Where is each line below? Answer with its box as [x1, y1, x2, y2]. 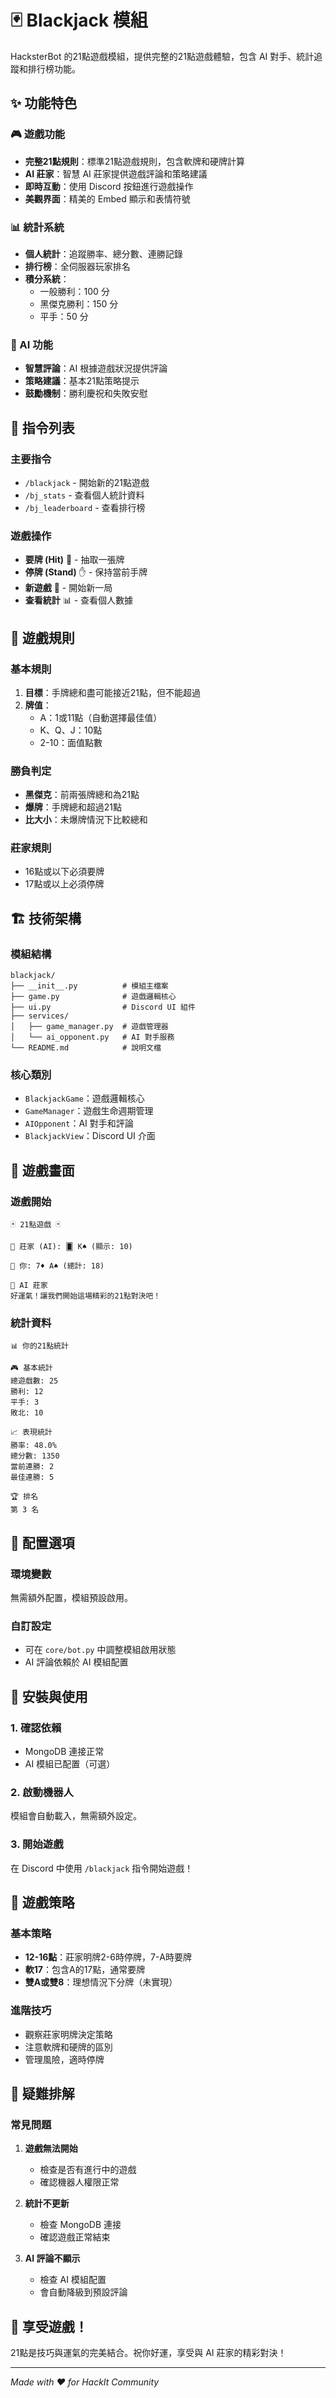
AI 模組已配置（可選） [24, 1758, 116, 1770]
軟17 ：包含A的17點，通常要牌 [24, 1964, 146, 1976]
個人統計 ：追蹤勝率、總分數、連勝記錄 [24, 247, 183, 260]
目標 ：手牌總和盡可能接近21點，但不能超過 [24, 686, 202, 698]
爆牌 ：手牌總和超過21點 [24, 801, 123, 813]
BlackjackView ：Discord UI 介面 [24, 1130, 156, 1142]
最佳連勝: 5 [10, 1472, 55, 1483]
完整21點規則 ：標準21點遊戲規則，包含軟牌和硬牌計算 [24, 155, 245, 167]
